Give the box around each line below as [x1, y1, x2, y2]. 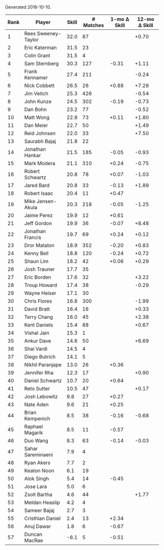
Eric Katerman [24, 44, 57, 51]
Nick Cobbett [24, 82, 55, 89]
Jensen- [36, 198, 57, 205]
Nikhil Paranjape [24, 361, 62, 368]
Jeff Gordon [24, 220, 52, 227]
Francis [24, 234, 41, 240]
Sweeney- [37, 30, 61, 37]
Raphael [24, 423, 43, 430]
